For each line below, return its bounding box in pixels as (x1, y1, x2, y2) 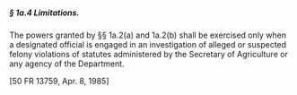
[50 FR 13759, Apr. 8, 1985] (9, 75, 109, 86)
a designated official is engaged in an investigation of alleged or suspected (9, 39, 287, 49)
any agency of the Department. (9, 58, 125, 69)
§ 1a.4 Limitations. (9, 7, 80, 18)
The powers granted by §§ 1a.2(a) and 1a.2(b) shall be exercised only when (9, 30, 287, 40)
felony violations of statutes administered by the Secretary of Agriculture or (9, 48, 289, 59)
